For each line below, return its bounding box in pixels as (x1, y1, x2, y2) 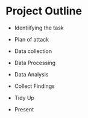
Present (14, 105, 34, 113)
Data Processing (14, 59, 55, 66)
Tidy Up (14, 94, 34, 101)
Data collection (14, 47, 52, 55)
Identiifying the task (14, 24, 64, 31)
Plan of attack (14, 36, 49, 43)
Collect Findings (14, 82, 55, 90)
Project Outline (5, 4, 83, 18)
